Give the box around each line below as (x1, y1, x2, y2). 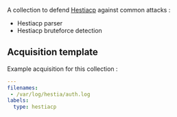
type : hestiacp (13, 103, 57, 111)
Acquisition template (7, 46, 98, 58)
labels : (7, 97, 29, 104)
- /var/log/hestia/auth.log (10, 91, 91, 98)
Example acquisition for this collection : (7, 65, 118, 73)
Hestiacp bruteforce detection (16, 27, 103, 34)
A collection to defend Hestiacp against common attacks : (7, 6, 171, 14)
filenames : (7, 84, 38, 92)
